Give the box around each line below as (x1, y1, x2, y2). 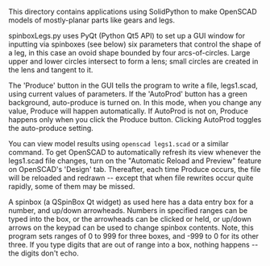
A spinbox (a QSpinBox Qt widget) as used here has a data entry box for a (8, 197, 254, 207)
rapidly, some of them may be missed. (8, 182, 135, 191)
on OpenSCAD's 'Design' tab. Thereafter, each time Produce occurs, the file (8, 165, 261, 174)
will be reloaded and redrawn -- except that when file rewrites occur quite (8, 173, 254, 182)
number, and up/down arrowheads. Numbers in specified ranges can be (8, 206, 248, 215)
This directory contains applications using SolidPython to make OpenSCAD (8, 7, 258, 16)
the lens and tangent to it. (8, 65, 93, 75)
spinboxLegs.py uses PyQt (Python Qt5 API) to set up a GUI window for (8, 31, 246, 40)
